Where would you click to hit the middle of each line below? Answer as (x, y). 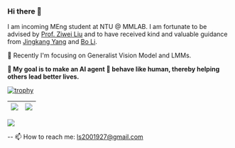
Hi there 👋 (25, 11)
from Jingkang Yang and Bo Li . (53, 42)
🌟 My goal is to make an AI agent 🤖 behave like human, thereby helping (114, 69)
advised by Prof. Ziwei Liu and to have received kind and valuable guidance (118, 34)
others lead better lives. (43, 76)
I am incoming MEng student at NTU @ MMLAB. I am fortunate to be (107, 27)
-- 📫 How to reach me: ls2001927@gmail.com (75, 137)
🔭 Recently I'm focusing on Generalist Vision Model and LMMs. (99, 55)
